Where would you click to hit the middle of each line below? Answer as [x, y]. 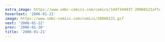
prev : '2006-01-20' [25, 28]
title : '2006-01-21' [26, 32]
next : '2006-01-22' [25, 23]
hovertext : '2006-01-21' [30, 14]
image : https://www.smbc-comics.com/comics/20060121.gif [65, 18]
